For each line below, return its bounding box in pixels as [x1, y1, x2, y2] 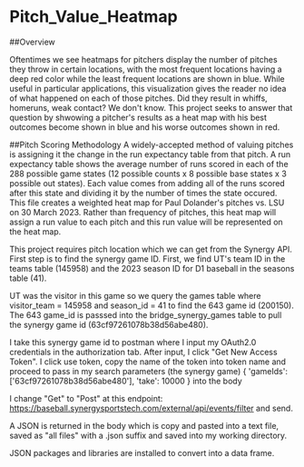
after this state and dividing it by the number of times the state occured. [9, 187, 278, 198]
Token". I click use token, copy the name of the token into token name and [9, 356, 287, 367]
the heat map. [9, 225, 62, 237]
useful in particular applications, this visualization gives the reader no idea [9, 83, 287, 94]
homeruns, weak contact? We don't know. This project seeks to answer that [9, 102, 293, 113]
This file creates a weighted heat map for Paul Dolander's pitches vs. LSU [9, 197, 285, 208]
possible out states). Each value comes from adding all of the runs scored [9, 177, 286, 188]
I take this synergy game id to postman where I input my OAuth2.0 [9, 336, 257, 347]
